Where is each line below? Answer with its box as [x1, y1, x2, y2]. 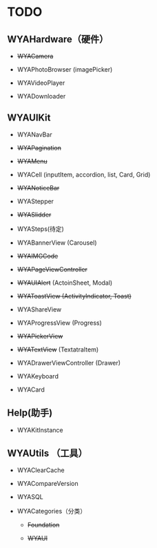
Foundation [27, 521, 60, 529]
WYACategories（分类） [17, 507, 87, 516]
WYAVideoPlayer [17, 79, 65, 87]
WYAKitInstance [17, 425, 63, 434]
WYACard [17, 385, 45, 394]
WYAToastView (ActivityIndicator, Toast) [17, 292, 132, 300]
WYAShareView [17, 305, 62, 314]
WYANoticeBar [17, 183, 60, 192]
